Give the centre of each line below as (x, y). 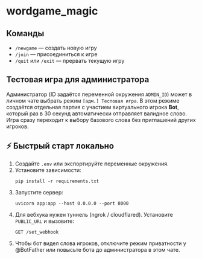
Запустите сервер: (39, 192)
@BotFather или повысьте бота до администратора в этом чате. (97, 249)
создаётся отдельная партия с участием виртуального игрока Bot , (93, 107)
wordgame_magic (52, 11)
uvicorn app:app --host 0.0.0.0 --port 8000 (72, 203)
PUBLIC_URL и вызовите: (44, 221)
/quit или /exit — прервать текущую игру (70, 61)
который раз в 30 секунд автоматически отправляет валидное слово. (97, 114)
